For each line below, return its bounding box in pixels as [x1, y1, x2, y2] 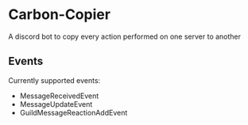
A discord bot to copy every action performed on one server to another [8, 32, 241, 41]
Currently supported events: [8, 75, 101, 85]
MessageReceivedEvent [19, 91, 99, 100]
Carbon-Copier [8, 6, 111, 24]
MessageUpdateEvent [19, 99, 93, 108]
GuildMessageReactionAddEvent [19, 108, 128, 117]
